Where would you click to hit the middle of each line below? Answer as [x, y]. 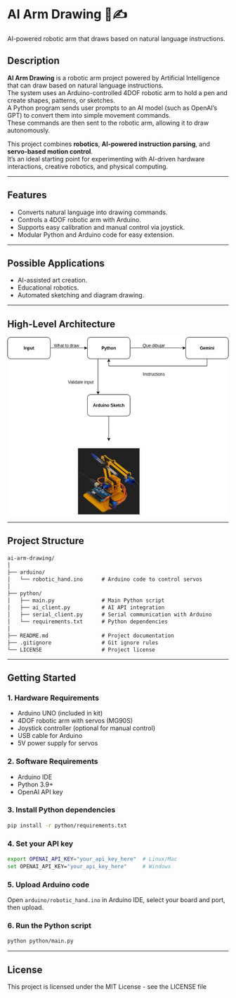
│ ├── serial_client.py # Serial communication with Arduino [110, 615]
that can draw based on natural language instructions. [85, 85]
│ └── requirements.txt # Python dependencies [88, 622]
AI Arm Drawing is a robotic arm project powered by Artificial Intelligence [113, 78]
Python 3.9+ [35, 784]
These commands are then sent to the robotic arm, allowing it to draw [108, 123]
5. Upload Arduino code [48, 885]
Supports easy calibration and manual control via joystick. [101, 227]
